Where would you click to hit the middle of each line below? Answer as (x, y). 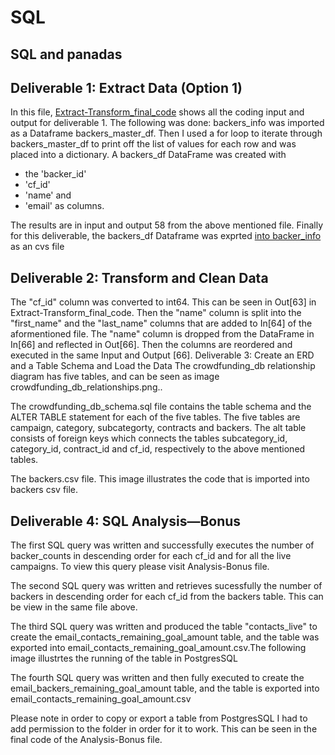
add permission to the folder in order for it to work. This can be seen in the (164, 729)
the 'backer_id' (55, 174)
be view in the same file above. (74, 607)
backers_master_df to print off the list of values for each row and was (153, 144)
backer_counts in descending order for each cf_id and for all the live (151, 556)
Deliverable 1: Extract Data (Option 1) (126, 87)
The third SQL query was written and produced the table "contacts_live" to (164, 627)
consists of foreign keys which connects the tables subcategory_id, (149, 438)
